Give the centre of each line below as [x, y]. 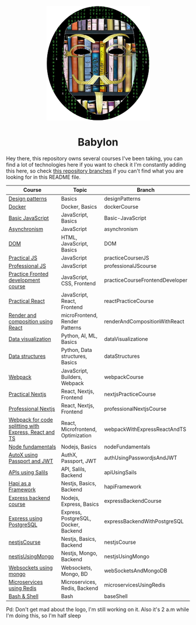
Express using [25, 518]
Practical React [27, 301]
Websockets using [31, 568]
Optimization [76, 435]
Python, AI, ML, [79, 336]
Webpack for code [31, 420]
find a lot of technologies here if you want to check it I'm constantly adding [96, 164]
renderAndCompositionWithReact [144, 321]
